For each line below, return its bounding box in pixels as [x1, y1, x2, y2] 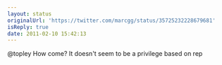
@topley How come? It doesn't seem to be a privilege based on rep [7, 49, 203, 58]
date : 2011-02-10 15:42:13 [7, 30, 87, 37]
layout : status [7, 10, 52, 18]
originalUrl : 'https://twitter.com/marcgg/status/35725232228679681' [7, 17, 216, 24]
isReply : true [7, 23, 49, 30]
